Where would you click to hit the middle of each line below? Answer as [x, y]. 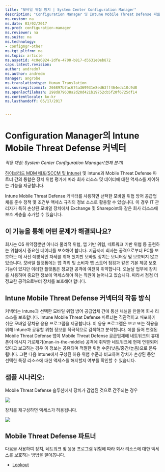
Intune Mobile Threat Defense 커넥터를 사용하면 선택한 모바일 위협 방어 [74, 196]
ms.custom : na [20, 19]
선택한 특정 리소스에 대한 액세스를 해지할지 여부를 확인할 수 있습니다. [70, 360]
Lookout [21, 465]
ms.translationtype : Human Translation [46, 83]
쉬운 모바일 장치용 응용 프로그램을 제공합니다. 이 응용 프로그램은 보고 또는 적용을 [82, 323]
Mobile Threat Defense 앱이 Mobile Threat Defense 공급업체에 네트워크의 [78, 336]
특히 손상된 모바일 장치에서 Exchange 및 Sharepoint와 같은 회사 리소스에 [88, 208]
